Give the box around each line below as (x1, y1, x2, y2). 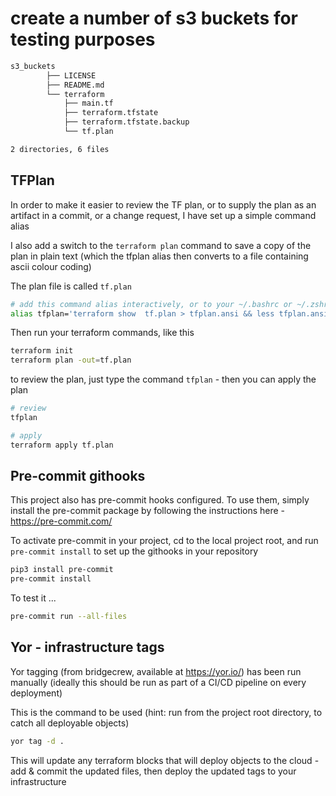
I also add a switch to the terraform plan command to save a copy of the (10, 239, 312, 251)
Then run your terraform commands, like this (10, 327, 195, 339)
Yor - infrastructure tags (10, 639, 165, 656)
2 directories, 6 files (10, 144, 110, 154)
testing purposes (10, 28, 156, 51)
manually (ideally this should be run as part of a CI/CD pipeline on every (10, 676, 307, 688)
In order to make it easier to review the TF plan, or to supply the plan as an (10, 198, 317, 211)
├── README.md (46, 80, 105, 90)
